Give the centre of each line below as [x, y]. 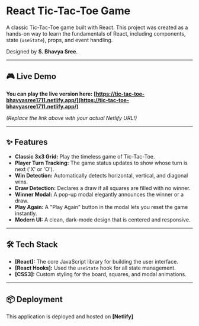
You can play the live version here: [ [51, 94]
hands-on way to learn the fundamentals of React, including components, [96, 33]
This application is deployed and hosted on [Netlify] [70, 316]
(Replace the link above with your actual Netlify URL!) [72, 118]
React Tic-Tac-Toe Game [68, 11]
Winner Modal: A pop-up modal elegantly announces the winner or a [99, 194]
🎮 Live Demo [31, 76]
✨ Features [27, 142]
